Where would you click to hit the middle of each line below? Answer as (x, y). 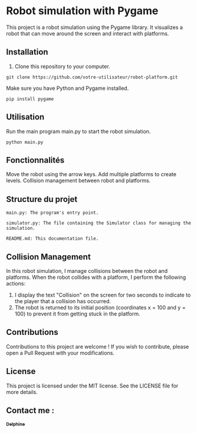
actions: (16, 284)
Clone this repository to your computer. (62, 66)
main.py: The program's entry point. (52, 213)
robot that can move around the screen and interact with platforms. (88, 33)
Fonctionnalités (35, 160)
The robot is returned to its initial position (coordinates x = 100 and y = (100, 307)
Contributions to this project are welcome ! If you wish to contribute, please (98, 346)
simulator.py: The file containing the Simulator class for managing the (99, 223)
